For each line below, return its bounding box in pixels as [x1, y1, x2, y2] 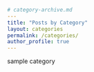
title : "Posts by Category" [7, 19, 88, 26]
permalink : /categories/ [7, 32, 79, 39]
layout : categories [7, 25, 64, 32]
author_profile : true [7, 38, 70, 45]
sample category [7, 57, 55, 65]
